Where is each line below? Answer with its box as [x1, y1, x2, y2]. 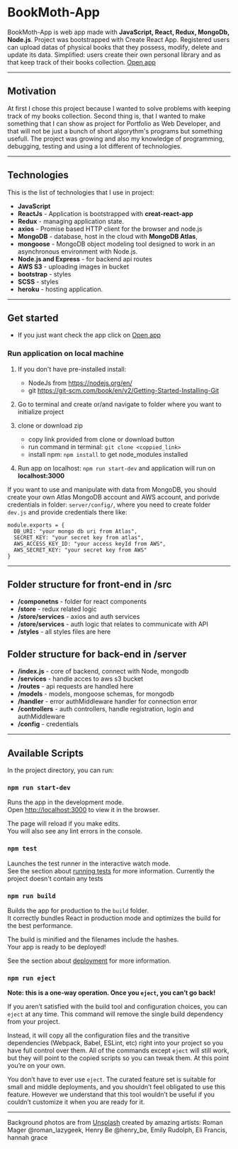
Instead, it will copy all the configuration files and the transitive [7, 1031, 190, 1040]
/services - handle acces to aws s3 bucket [17, 674, 144, 683]
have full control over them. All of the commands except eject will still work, [7, 1046, 229, 1055]
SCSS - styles [17, 277, 59, 286]
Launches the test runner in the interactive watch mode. [7, 859, 171, 868]
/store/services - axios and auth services [17, 613, 140, 621]
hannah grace [7, 1133, 48, 1142]
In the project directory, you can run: [7, 766, 114, 775]
